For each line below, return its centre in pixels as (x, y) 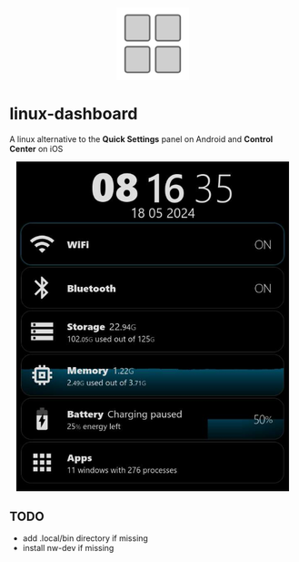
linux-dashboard (74, 114)
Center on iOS (36, 148)
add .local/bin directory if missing (85, 538)
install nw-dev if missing (68, 548)
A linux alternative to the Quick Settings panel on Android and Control (141, 138)
